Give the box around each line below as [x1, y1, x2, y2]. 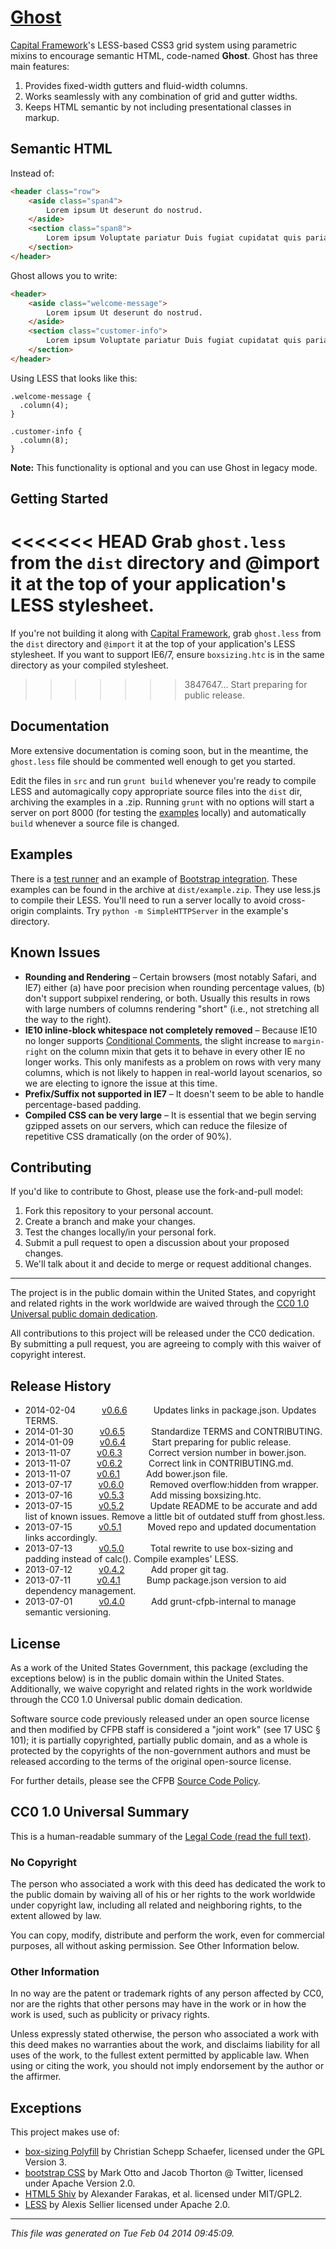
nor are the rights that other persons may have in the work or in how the [10, 1998, 307, 2010]
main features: [10, 60, 70, 72]
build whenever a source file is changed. [10, 817, 180, 829]
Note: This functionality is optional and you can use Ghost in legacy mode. [10, 461, 318, 473]
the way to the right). [24, 1013, 112, 1025]
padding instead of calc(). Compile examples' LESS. [24, 1553, 239, 1565]
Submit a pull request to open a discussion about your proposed [24, 1237, 290, 1249]
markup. [24, 111, 60, 123]
